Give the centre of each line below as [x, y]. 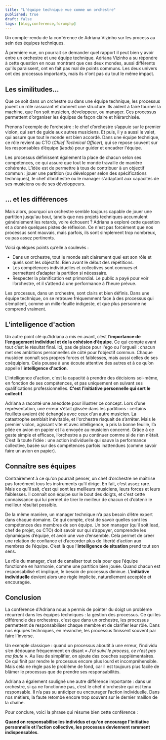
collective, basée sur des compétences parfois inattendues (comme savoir [81, 445]
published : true [22, 14]
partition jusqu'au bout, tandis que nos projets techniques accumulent [76, 217]
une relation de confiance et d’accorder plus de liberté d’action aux [73, 541]
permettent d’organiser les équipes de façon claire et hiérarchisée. [73, 117]
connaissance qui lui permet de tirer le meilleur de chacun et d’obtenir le [79, 499]
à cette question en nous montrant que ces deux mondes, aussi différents [80, 63]
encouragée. [18, 582]
